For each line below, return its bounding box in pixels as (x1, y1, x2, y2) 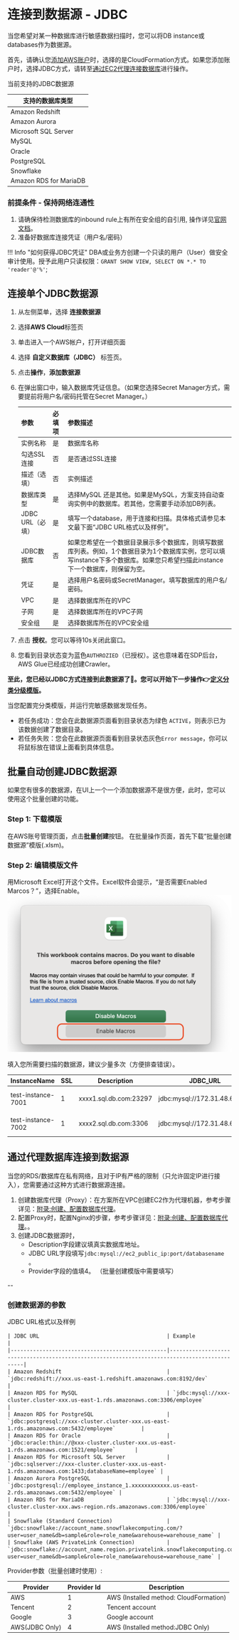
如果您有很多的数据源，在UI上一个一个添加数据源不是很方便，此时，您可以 (7, 785, 226, 794)
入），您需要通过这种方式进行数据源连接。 (7, 1180, 129, 1189)
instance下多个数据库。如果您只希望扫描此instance (73, 556, 224, 564)
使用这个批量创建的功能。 (7, 795, 83, 803)
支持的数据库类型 (23, 97, 73, 105)
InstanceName (10, 1076, 55, 1085)
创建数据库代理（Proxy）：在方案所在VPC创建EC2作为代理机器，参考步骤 (17, 1195, 231, 1204)
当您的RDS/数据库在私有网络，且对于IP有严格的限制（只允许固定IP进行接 (7, 1171, 221, 1180)
